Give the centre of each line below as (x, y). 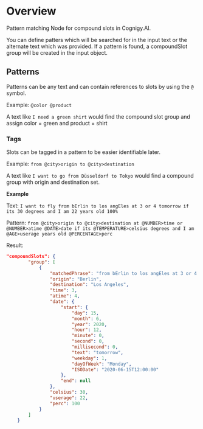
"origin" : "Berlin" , (76, 279)
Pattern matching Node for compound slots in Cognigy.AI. (79, 28)
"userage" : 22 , (69, 398)
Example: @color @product (39, 105)
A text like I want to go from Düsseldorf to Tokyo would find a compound (100, 176)
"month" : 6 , (87, 319)
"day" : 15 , (85, 313)
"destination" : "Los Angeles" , (89, 285)
